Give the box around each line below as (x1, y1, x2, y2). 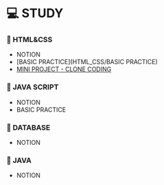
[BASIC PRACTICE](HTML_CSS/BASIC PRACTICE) (16, 58, 159, 66)
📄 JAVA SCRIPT (6, 82, 59, 92)
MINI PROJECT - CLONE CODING (16, 65, 112, 73)
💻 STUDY (6, 6, 64, 21)
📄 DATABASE (6, 122, 51, 132)
